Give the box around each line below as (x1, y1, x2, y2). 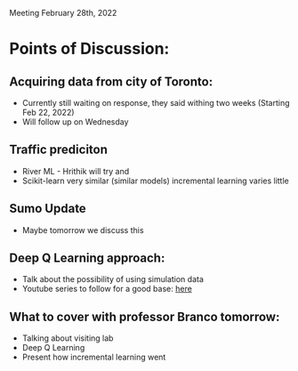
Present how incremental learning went (21, 351, 166, 363)
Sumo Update (9, 201, 86, 216)
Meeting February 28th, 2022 (9, 8, 117, 18)
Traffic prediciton (9, 142, 109, 157)
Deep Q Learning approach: (9, 251, 165, 266)
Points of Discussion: (9, 39, 170, 59)
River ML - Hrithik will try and (21, 165, 130, 176)
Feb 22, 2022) (21, 107, 75, 117)
